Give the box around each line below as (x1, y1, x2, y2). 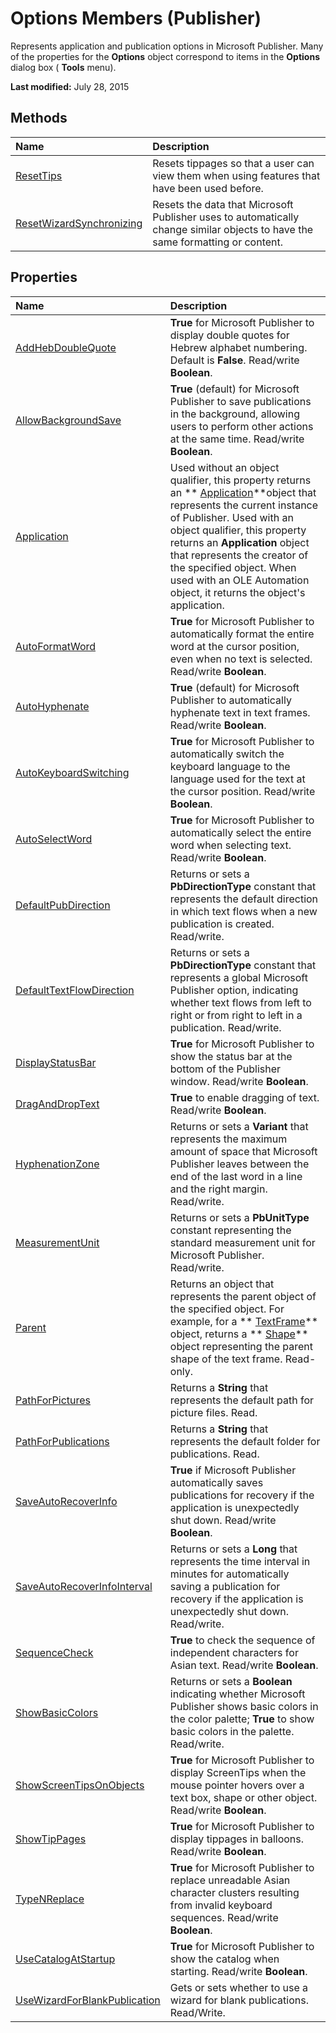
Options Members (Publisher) (10, 7, 262, 30)
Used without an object (169, 460, 280, 474)
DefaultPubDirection (15, 898, 111, 912)
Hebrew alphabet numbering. (169, 340, 308, 354)
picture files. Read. (169, 1405, 258, 1419)
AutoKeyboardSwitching (15, 765, 130, 779)
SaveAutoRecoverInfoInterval (15, 1579, 153, 1593)
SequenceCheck (15, 1645, 94, 1659)
